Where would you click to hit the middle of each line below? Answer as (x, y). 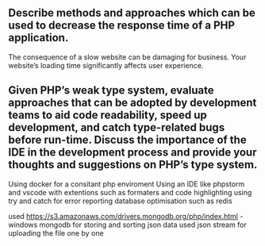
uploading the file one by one (56, 233)
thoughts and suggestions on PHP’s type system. (133, 165)
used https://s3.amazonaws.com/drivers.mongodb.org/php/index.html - (126, 216)
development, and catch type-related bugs (117, 127)
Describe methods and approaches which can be (132, 13)
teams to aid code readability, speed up (108, 115)
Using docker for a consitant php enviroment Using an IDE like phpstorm (127, 184)
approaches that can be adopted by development (132, 103)
